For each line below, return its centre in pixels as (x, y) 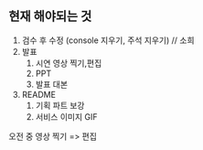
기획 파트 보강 (60, 105)
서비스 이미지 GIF (66, 116)
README (39, 94)
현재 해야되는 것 (50, 16)
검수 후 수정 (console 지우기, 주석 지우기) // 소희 (108, 40)
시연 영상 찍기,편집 (69, 63)
